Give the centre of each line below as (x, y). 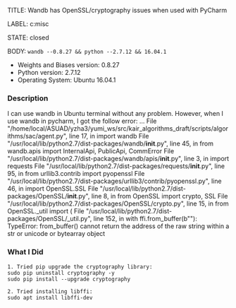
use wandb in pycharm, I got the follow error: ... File (82, 121)
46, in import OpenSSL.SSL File (53, 189)
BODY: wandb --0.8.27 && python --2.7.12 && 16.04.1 (87, 51)
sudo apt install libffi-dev (50, 297)
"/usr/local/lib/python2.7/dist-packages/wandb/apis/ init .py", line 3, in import (118, 159)
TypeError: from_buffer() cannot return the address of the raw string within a (118, 226)
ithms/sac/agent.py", (38, 136)
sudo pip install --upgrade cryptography (69, 279)
